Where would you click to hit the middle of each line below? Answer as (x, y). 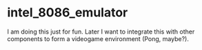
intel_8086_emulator (68, 13)
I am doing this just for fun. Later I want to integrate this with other (101, 32)
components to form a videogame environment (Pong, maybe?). (98, 38)
